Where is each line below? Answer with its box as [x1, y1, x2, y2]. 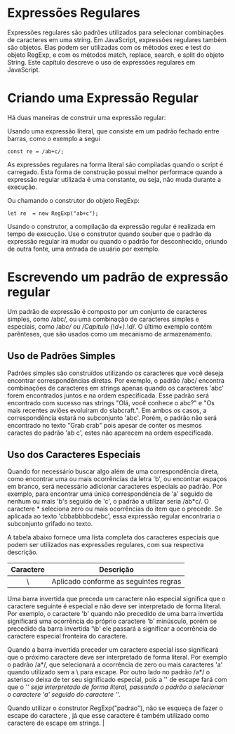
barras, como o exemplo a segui [7, 134, 100, 143]
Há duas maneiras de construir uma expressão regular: [7, 113, 166, 122]
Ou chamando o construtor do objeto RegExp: [7, 196, 140, 204]
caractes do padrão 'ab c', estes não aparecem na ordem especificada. [7, 428, 214, 437]
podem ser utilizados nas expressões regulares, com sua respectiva [7, 541, 204, 549]
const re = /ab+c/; [7, 148, 65, 155]
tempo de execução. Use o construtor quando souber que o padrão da [7, 230, 212, 238]
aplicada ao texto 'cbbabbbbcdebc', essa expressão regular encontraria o [7, 512, 221, 520]
